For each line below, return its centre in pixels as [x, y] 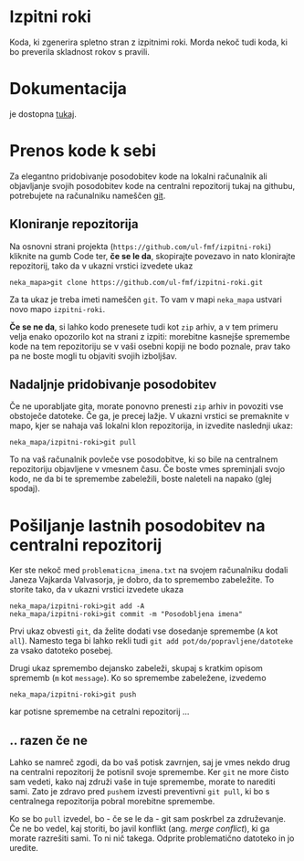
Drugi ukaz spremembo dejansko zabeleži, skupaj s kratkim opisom [136, 668]
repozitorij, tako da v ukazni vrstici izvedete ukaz [101, 266]
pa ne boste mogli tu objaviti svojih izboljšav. [94, 356]
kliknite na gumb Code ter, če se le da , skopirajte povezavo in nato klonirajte [152, 256]
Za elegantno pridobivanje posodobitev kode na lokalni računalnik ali [138, 176]
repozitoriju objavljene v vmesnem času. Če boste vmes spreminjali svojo [147, 469]
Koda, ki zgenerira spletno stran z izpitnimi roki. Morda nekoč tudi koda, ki [148, 42]
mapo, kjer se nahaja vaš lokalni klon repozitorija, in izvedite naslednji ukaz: [152, 425]
